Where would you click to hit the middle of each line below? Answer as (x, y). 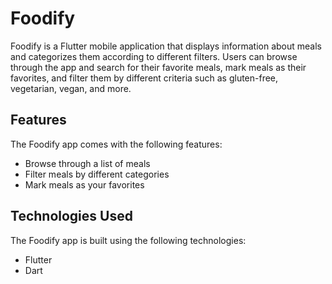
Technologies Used (71, 216)
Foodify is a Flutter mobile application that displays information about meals (166, 46)
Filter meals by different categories (97, 174)
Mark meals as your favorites (84, 184)
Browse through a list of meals (87, 163)
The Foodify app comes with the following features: (116, 144)
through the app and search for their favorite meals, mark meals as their (158, 67)
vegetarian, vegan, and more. (71, 88)
